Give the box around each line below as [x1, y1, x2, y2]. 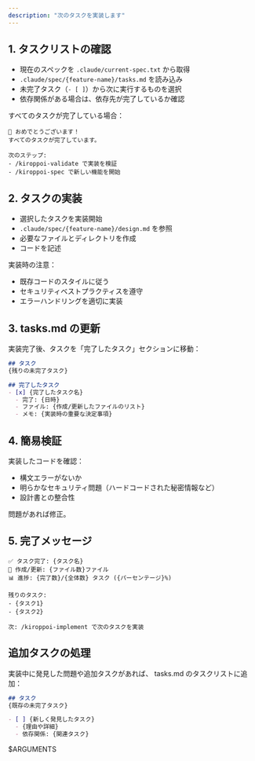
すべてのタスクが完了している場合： [8, 111, 125, 120]
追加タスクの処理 [8, 646, 91, 660]
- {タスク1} [8, 599, 44, 607]
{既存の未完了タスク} [8, 701, 68, 709]
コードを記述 [19, 243, 61, 253]
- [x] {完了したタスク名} [8, 388, 84, 397]
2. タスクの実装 [8, 192, 82, 205]
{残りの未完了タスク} [8, 367, 68, 375]
